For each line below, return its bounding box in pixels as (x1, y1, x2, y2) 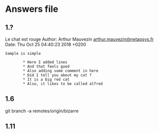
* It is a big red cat (23, 77, 70, 82)
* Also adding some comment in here (23, 68, 99, 73)
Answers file (5, 3, 58, 15)
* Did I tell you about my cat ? (23, 73, 92, 78)
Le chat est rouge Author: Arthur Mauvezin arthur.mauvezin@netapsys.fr (5, 36, 154, 42)
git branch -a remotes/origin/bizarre (5, 108, 79, 114)
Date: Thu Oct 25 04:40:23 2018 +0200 (5, 42, 86, 47)
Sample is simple (5, 51, 41, 56)
